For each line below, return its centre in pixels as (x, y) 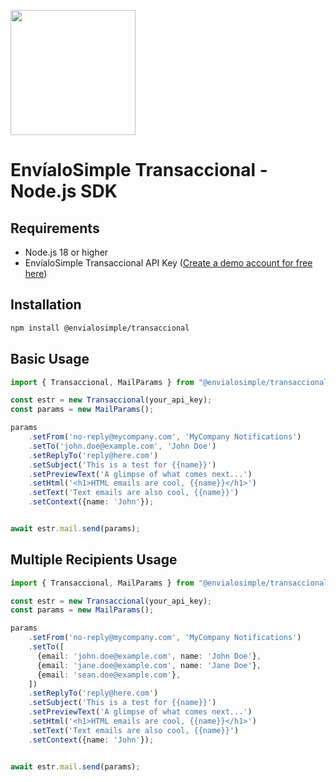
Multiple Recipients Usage (94, 560)
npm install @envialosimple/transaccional (100, 328)
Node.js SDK (64, 191)
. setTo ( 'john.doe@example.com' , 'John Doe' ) (122, 446)
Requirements (55, 228)
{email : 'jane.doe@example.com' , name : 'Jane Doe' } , (149, 665)
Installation (46, 305)
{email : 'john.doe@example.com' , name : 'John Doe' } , (149, 656)
